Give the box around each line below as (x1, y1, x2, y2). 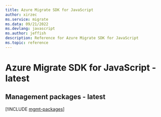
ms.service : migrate (5, 17, 49, 22)
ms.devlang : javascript (5, 26, 56, 31)
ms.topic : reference (5, 40, 49, 45)
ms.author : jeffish (5, 31, 46, 36)
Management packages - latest (5, 93, 106, 101)
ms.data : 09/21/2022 (5, 21, 49, 27)
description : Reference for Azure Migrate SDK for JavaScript (5, 36, 139, 41)
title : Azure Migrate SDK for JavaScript (5, 7, 94, 13)
